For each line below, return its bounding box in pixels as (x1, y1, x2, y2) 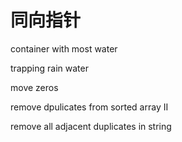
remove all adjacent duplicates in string (10, 120, 172, 132)
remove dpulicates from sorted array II (10, 101, 169, 113)
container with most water (10, 42, 118, 55)
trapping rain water (10, 62, 89, 74)
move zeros (10, 81, 59, 93)
